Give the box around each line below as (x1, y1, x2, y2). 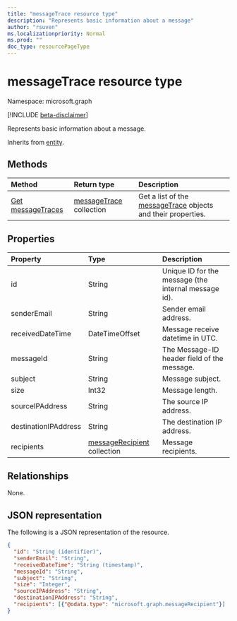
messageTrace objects (138, 200, 214, 210)
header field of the (162, 353, 224, 363)
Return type (73, 179, 115, 189)
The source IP (162, 396, 209, 406)
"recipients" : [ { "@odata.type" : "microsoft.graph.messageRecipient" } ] (13, 601, 226, 608)
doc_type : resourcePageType (7, 43, 90, 50)
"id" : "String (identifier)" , (13, 548, 102, 555)
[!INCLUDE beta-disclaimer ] (7, 110, 88, 119)
